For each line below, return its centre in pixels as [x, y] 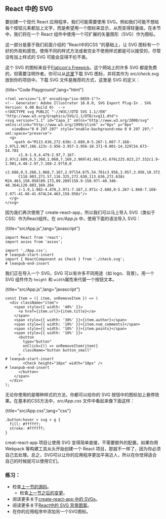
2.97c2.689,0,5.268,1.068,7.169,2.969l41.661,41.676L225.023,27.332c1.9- [83, 159]
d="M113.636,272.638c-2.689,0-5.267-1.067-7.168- [79, 142]
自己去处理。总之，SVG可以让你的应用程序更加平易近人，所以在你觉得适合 [81, 455]
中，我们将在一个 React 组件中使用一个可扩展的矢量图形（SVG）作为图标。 [82, 34]
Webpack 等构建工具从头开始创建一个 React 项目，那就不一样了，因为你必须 [83, 448]
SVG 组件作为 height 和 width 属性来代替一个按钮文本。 [61, 279]
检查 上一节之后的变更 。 [43, 493]
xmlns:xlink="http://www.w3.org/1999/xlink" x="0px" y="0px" [69, 125]
